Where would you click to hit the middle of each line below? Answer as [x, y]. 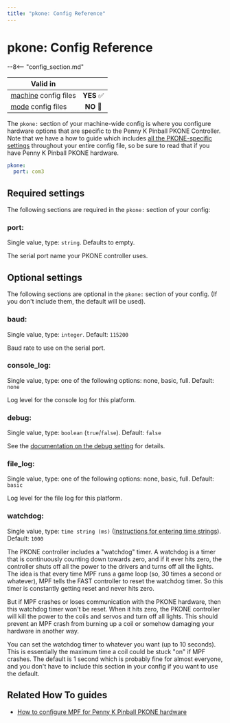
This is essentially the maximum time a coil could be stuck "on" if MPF [106, 651]
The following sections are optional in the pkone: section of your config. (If [112, 294]
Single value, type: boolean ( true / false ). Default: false [84, 433]
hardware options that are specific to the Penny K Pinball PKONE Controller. [114, 131]
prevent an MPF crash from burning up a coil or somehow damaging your [111, 623]
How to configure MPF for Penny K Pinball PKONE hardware [102, 712]
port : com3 [29, 172]
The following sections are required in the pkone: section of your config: [109, 210]
